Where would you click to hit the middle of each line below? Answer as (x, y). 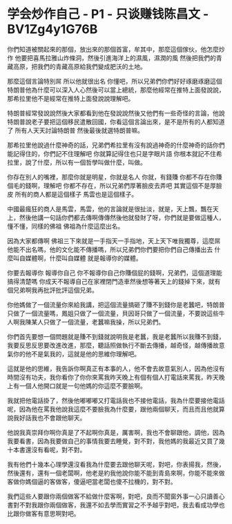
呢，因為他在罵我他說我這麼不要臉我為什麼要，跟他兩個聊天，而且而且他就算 (116, 409)
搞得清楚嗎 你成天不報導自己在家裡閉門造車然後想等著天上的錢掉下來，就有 (114, 281)
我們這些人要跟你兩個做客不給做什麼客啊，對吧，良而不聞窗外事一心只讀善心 (116, 496)
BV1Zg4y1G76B (52, 29)
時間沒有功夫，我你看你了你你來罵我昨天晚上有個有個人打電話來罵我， (107, 377)
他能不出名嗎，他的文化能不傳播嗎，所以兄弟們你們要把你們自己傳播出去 (110, 249)
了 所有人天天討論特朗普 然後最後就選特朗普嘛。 (75, 130)
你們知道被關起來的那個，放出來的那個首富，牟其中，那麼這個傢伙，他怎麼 (113, 49)
